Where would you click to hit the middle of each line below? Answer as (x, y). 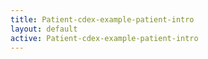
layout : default (44, 29)
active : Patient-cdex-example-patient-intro (104, 38)
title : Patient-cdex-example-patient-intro (102, 19)
